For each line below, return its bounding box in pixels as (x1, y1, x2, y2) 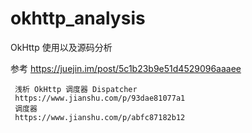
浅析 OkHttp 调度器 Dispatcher (14, 84, 138, 94)
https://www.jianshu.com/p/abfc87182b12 (14, 112, 186, 122)
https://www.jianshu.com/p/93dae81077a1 (14, 93, 186, 103)
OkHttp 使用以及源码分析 (10, 41, 113, 53)
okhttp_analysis (10, 7, 146, 30)
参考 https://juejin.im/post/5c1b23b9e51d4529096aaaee (10, 62, 242, 74)
